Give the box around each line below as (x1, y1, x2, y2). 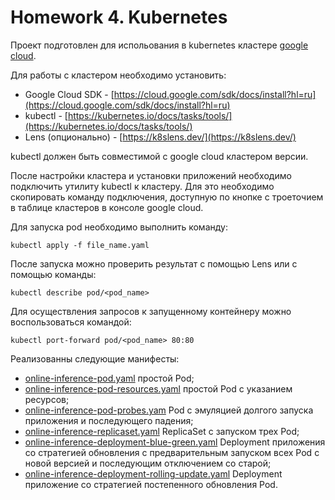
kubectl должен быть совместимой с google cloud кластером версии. (10, 150, 309, 162)
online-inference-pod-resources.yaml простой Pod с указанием (24, 382, 293, 395)
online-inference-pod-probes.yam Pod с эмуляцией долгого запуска (24, 404, 314, 416)
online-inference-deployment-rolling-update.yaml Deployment (24, 467, 283, 480)
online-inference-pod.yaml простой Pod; (24, 372, 195, 384)
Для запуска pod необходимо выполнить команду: (10, 221, 228, 233)
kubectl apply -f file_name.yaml (10, 240, 150, 250)
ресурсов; (24, 393, 70, 405)
